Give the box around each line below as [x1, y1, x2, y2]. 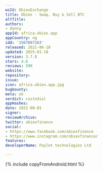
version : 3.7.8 [5, 54, 37, 59]
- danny [5, 26, 22, 31]
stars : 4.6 [5, 59, 28, 64]
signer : [5, 110, 22, 116]
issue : [5, 77, 19, 82]
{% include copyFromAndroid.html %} [5, 161, 84, 167]
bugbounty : [5, 87, 28, 92]
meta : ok [5, 92, 24, 97]
